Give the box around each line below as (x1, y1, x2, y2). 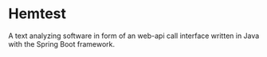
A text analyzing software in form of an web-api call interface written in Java (8, 31, 260, 40)
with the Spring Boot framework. (8, 39, 116, 48)
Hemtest (8, 5, 66, 23)
